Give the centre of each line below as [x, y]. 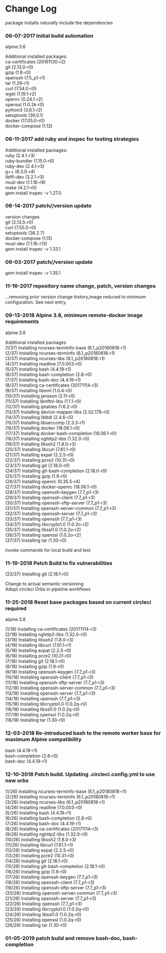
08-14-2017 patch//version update [49, 206]
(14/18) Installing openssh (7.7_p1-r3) [43, 699]
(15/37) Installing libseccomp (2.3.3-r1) [45, 422]
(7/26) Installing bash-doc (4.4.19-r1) [43, 823]
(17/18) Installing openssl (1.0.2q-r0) [42, 715]
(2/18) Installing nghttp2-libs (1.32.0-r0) [46, 634]
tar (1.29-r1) [17, 83]
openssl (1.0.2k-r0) [25, 105]
